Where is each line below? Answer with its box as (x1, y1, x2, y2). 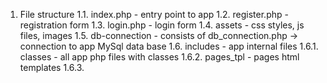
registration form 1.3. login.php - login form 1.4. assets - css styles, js (19, 19, 305, 31)
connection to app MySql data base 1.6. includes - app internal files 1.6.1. (19, 40, 319, 52)
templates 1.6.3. (19, 62, 85, 73)
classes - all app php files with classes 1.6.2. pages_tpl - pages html (19, 51, 300, 63)
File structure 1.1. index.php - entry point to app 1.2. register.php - (19, 9, 289, 20)
